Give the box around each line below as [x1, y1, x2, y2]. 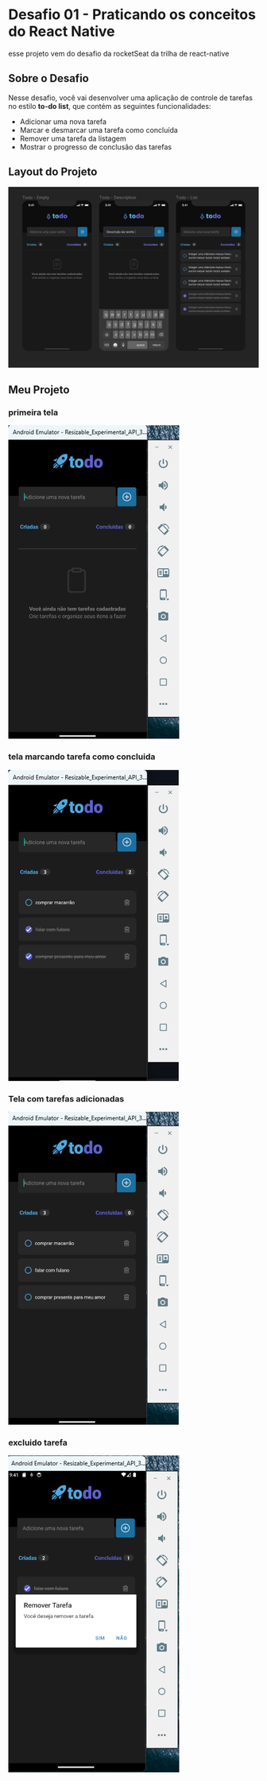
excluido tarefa [8, 1437, 68, 1448]
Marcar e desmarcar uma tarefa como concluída [19, 125, 179, 134]
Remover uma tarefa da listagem [19, 134, 126, 143]
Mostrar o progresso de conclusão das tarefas [19, 141, 172, 152]
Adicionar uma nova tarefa [19, 117, 107, 126]
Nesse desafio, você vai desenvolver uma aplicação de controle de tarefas [8, 93, 253, 103]
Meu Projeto [8, 383, 70, 397]
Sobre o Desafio [8, 72, 89, 85]
